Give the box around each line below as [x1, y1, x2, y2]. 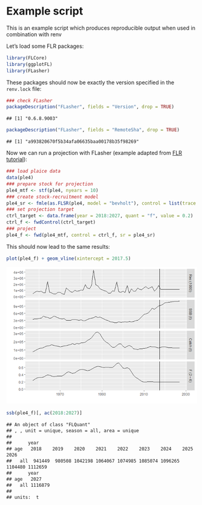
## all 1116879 [6, 482, 50, 488]
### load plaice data [6, 168, 61, 174]
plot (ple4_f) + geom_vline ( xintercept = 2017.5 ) [6, 256, 131, 262]
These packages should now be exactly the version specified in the [6, 79, 174, 86]
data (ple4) [6, 174, 34, 181]
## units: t [6, 494, 39, 500]
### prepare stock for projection [6, 180, 94, 187]
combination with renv [6, 30, 62, 38]
